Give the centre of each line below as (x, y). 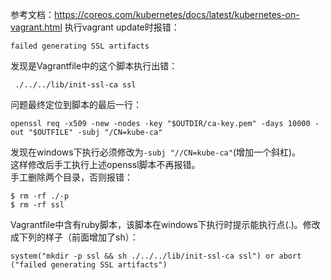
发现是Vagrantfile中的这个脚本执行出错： (94, 66)
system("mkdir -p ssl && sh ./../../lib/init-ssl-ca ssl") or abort (156, 256)
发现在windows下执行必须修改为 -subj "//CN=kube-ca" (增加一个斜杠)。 (156, 152)
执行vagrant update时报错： (122, 27)
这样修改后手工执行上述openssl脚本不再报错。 (105, 164)
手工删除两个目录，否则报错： (71, 177)
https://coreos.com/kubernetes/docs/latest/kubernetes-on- (177, 14)
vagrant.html (36, 27)
